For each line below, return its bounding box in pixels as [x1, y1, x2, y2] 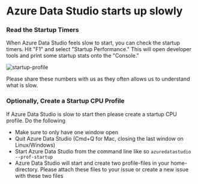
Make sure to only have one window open [14, 128, 119, 136]
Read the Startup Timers [6, 26, 79, 34]
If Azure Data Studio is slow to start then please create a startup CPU [6, 110, 177, 118]
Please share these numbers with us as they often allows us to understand [6, 75, 190, 82]
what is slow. [6, 82, 38, 89]
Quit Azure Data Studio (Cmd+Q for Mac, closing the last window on [14, 135, 184, 142]
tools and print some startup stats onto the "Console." [6, 52, 139, 60]
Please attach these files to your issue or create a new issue [40, 165, 189, 173]
